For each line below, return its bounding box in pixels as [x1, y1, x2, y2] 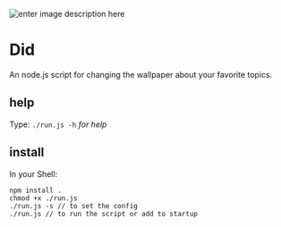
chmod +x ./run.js [9, 193, 78, 203]
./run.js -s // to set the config [9, 201, 139, 210]
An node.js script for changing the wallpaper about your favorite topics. [9, 69, 273, 80]
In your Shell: [9, 168, 58, 179]
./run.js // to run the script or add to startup [9, 209, 199, 218]
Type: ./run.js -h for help [9, 119, 107, 130]
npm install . [9, 186, 63, 195]
